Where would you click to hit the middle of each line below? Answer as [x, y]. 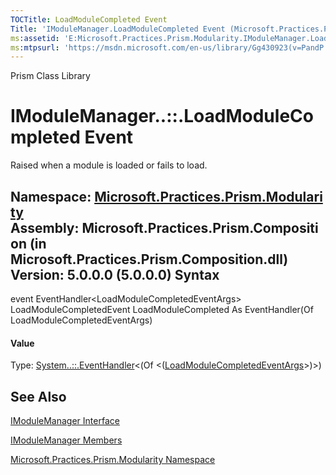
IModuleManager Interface [65, 421]
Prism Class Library [50, 76]
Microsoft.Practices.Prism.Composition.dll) [149, 259]
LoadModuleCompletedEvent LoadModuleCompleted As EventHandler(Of [162, 309]
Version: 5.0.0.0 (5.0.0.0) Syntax [115, 274]
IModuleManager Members [66, 440]
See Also [38, 396]
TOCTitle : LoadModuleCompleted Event [89, 19]
